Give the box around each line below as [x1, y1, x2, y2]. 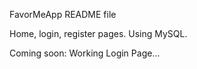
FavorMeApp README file [9, 9, 117, 20]
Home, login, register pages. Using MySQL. [9, 28, 188, 39]
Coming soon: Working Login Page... [9, 47, 161, 59]
